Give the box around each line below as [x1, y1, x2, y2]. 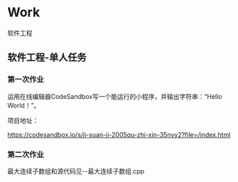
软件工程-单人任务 [7, 51, 87, 64]
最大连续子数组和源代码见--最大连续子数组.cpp [7, 166, 145, 175]
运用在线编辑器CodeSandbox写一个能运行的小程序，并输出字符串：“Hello [7, 92, 222, 100]
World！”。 [7, 101, 40, 109]
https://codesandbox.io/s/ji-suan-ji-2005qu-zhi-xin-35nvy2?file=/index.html [7, 130, 231, 139]
